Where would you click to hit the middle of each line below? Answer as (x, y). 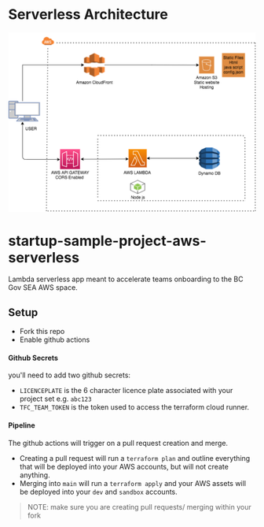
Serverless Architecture (88, 15)
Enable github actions (55, 340)
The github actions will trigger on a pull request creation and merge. (118, 443)
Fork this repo (42, 332)
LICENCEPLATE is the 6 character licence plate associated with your (126, 391)
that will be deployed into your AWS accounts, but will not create (124, 466)
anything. (35, 475)
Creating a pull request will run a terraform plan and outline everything (135, 458)
